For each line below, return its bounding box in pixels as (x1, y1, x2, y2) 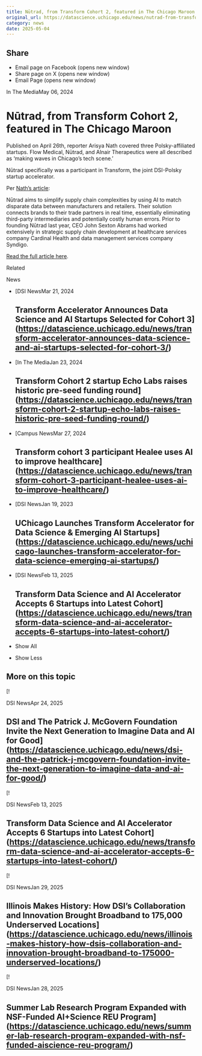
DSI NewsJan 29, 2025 (6, 883, 64, 891)
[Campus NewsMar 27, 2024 (14, 430, 86, 437)
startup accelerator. (6, 173, 55, 180)
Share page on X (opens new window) (14, 70, 110, 78)
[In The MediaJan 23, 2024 (14, 359, 83, 366)
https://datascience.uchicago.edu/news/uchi (18, 537, 194, 547)
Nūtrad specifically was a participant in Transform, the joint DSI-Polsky (6, 167, 182, 173)
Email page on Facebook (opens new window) (14, 64, 130, 71)
